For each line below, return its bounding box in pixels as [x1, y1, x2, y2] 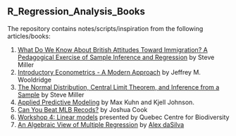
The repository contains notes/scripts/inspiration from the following [7, 24, 204, 32]
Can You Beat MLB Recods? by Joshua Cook [17, 105, 148, 113]
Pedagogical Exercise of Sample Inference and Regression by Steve [17, 53, 215, 61]
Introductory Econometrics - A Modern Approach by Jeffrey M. [17, 68, 201, 76]
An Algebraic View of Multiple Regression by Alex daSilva [17, 120, 185, 129]
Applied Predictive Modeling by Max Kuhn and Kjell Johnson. [17, 98, 195, 106]
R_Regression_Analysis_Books [7, 6, 146, 18]
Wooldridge [17, 75, 51, 84]
